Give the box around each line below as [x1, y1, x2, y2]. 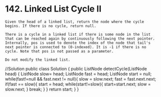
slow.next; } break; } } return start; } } [5, 86, 79, 92]
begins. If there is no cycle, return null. [5, 23, 97, 28]
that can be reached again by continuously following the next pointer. [5, 36, 155, 41]
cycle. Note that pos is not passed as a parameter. [5, 49, 114, 54]
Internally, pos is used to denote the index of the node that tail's [5, 40, 151, 45]
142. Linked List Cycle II [5, 3, 102, 14]
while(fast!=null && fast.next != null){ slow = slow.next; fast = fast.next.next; [5, 76, 156, 82]
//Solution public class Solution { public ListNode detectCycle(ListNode [5, 66, 147, 71]
